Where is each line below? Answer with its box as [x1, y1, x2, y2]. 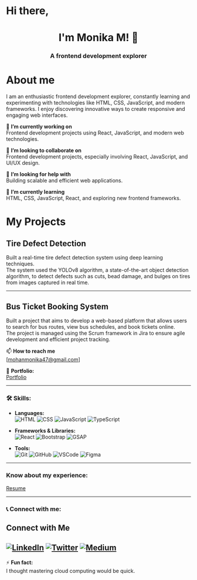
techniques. [6, 260, 35, 268]
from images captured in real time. [6, 279, 90, 286]
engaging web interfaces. [6, 112, 68, 119]
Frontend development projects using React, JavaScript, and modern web [6, 129, 185, 136]
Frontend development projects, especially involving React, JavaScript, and [6, 153, 188, 160]
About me [6, 73, 55, 87]
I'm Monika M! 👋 [58, 31, 139, 45]
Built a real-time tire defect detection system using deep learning [6, 254, 163, 261]
